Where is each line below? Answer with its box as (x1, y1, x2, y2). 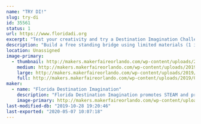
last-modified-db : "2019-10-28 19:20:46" (6, 103, 111, 109)
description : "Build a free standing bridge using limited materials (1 (6, 42, 191, 48)
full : (17, 75, 31, 81)
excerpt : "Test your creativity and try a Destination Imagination (6, 36, 178, 42)
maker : (6, 81, 23, 87)
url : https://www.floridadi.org (6, 31, 87, 37)
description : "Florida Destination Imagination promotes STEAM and (17, 92, 188, 98)
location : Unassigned (6, 48, 60, 54)
